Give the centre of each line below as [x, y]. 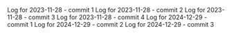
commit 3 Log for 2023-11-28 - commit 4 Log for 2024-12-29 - [118, 17]
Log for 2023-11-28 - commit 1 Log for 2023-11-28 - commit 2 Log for [106, 10]
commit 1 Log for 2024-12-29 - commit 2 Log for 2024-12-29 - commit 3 [111, 24]
